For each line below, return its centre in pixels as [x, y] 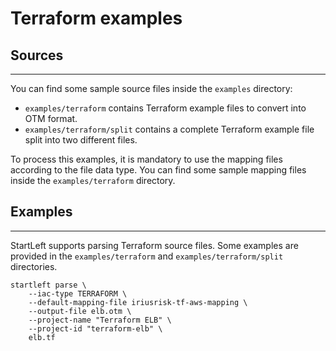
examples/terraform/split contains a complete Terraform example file [169, 129]
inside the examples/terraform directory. [93, 180]
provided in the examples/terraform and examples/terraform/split [147, 256]
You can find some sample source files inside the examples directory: [151, 88]
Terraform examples [96, 18]
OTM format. [51, 118]
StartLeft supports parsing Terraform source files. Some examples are [154, 245]
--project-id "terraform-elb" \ [95, 328]
